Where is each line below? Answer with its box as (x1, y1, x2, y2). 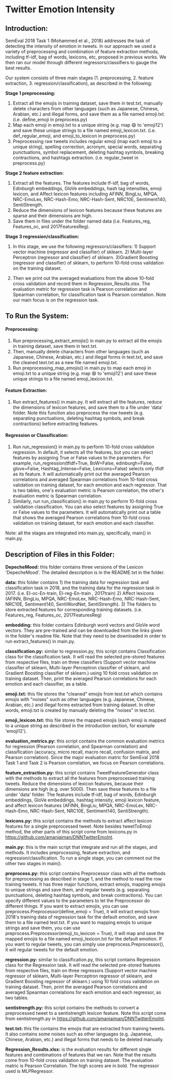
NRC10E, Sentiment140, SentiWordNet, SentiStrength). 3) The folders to (5, 601, 157, 607)
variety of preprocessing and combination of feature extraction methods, (5, 49, 159, 54)
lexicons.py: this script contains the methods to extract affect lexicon (5, 817, 153, 824)
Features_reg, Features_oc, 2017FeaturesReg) (5, 612, 102, 618)
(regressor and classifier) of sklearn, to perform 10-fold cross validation (12, 260, 164, 266)
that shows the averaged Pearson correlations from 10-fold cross (12, 514, 150, 521)
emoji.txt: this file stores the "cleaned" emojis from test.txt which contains (5, 691, 163, 697)
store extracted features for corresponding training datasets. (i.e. (5, 606, 142, 612)
